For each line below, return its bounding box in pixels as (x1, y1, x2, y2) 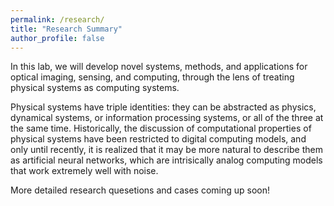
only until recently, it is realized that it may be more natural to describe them (10, 144, 323, 156)
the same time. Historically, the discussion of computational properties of (10, 122, 312, 135)
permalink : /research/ (10, 14, 105, 25)
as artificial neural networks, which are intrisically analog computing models (10, 154, 323, 166)
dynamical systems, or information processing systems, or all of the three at (10, 112, 324, 124)
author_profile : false (10, 33, 105, 43)
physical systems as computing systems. (10, 82, 180, 94)
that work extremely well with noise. (10, 165, 159, 177)
